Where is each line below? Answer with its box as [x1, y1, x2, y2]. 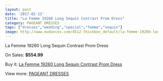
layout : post [5, 7, 32, 12]
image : [5, 29, 18, 34]
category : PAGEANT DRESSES [5, 20, 60, 26]
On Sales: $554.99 [5, 52, 43, 58]
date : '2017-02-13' [5, 12, 45, 16]
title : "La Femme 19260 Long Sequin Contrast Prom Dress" [5, 16, 125, 21]
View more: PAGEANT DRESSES [5, 71, 69, 76]
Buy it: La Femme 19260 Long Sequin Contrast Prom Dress [5, 61, 122, 67]
